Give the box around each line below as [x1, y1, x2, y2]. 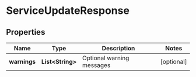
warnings [9, 58, 36, 65]
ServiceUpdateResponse [6, 4, 130, 17]
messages [82, 61, 111, 69]
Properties [6, 27, 45, 37]
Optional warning [82, 54, 129, 62]
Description [101, 45, 135, 52]
